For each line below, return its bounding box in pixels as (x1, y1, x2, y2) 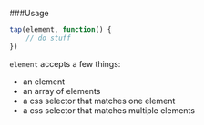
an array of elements (22, 85, 101, 96)
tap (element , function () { (9, 25, 112, 34)
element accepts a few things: (9, 58, 121, 69)
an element (22, 76, 66, 87)
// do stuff (25, 34, 71, 43)
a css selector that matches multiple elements (22, 104, 196, 116)
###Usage (9, 8, 50, 18)
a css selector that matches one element (22, 95, 176, 106)
